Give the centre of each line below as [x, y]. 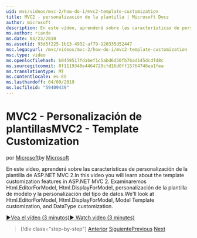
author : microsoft [28, 22]
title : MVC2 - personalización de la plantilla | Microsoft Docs [87, 17]
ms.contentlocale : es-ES [36, 77]
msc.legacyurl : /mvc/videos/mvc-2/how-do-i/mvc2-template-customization [97, 50]
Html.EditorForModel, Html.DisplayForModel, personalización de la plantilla [97, 187]
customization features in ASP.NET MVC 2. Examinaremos [76, 181]
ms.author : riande [28, 33]
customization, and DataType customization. [60, 206]
